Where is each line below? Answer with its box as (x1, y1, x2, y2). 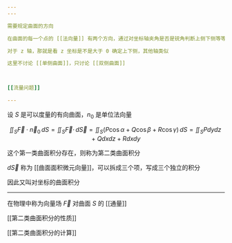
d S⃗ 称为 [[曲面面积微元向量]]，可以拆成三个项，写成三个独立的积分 (7, 163, 201, 171)
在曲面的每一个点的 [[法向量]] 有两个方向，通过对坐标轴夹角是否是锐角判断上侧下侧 (7, 35, 216, 42)
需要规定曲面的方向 (7, 22, 54, 30)
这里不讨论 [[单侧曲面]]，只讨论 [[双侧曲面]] (7, 60, 126, 67)
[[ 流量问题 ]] (7, 84, 41, 92)
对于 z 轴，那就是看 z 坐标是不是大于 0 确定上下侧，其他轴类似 (7, 48, 169, 55)
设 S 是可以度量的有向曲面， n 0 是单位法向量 (7, 110, 133, 120)
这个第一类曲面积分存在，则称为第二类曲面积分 (7, 148, 140, 157)
